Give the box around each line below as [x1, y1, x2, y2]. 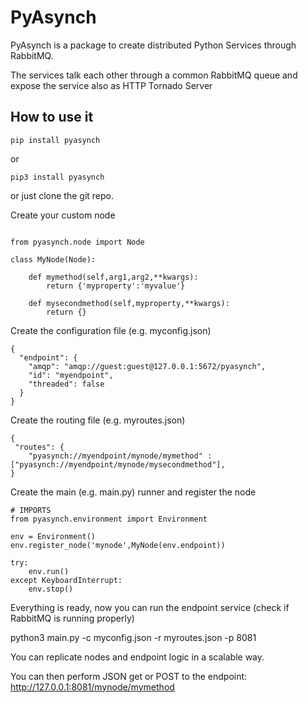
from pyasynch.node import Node [10, 237, 145, 247]
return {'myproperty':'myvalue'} [46, 281, 186, 291]
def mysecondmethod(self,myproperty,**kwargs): [28, 298, 230, 308]
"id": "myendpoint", [28, 370, 114, 380]
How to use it [10, 109, 94, 126]
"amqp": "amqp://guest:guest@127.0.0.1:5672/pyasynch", [28, 361, 267, 371]
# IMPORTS [10, 505, 52, 515]
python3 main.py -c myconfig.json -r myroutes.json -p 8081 [10, 631, 257, 643]
